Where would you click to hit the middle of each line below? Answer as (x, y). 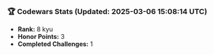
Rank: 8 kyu (35, 29)
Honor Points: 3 (41, 37)
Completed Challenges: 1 (55, 44)
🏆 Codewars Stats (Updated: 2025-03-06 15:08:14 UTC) (107, 11)
